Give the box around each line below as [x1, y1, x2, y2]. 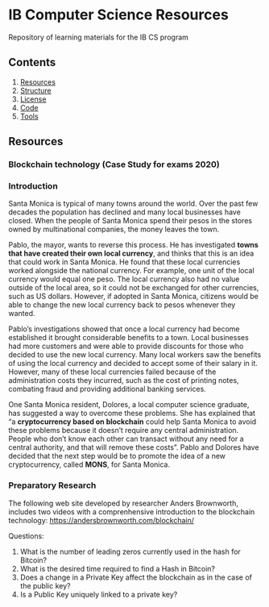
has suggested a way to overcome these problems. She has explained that [8, 409, 256, 418]
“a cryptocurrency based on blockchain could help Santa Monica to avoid [8, 417, 257, 426]
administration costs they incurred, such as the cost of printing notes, [8, 376, 239, 385]
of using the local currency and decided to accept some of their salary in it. [8, 359, 258, 368]
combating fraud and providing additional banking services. [8, 385, 207, 394]
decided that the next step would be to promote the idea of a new [8, 451, 226, 461]
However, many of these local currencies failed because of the [8, 367, 217, 376]
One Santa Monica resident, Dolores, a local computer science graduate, [8, 400, 250, 410]
